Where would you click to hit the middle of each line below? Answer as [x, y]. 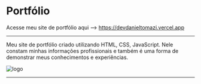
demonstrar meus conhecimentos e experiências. [67, 57]
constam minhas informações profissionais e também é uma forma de [92, 51]
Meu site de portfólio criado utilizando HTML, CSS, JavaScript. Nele [90, 44]
